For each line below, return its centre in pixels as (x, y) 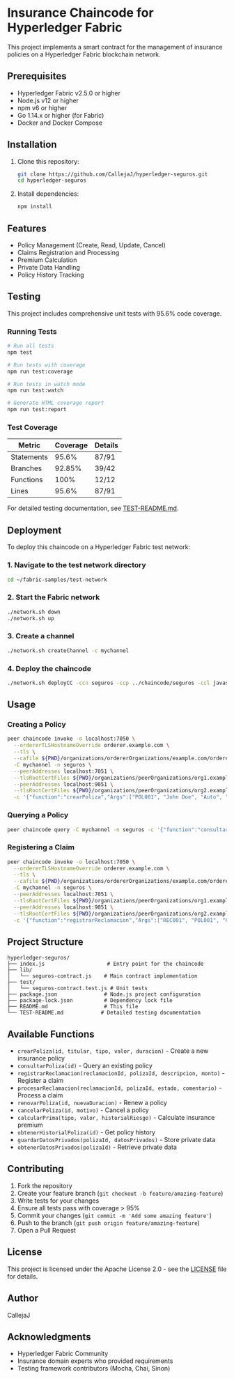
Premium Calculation (47, 260)
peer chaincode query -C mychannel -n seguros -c (81, 830)
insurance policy (41, 1058)
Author (23, 1299)
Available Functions (51, 1034)
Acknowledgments (49, 1337)
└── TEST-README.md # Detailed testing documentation (104, 1013)
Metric (29, 445)
